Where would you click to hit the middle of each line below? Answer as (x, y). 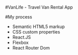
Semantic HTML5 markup (39, 26)
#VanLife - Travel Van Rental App (39, 7)
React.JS (22, 37)
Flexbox (20, 42)
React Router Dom (31, 48)
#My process (19, 17)
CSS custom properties (36, 32)
